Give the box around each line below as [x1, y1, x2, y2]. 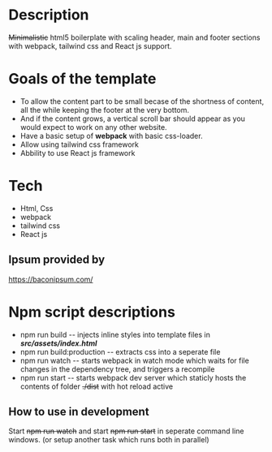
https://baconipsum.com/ [8, 274, 93, 284]
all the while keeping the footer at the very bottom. [19, 105, 189, 114]
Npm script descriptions [8, 303, 176, 321]
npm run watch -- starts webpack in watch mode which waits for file [19, 355, 249, 365]
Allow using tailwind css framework [19, 140, 140, 149]
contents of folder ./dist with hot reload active [19, 381, 173, 391]
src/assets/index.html [19, 338, 97, 348]
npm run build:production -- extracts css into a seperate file [19, 347, 221, 356]
